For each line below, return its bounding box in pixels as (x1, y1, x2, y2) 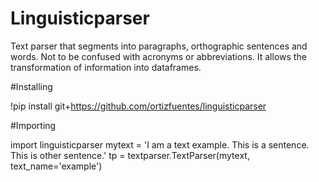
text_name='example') (10, 160, 103, 172)
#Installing (10, 80, 53, 92)
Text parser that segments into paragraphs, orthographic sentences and (10, 40, 308, 52)
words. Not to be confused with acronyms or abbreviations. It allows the (10, 50, 307, 62)
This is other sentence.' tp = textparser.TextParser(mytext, (10, 149, 250, 161)
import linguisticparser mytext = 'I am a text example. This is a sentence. (10, 138, 310, 151)
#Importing (10, 119, 57, 131)
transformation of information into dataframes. (10, 61, 202, 73)
